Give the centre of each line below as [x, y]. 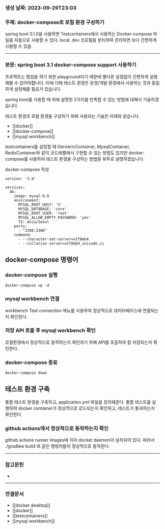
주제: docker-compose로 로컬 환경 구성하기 [55, 22]
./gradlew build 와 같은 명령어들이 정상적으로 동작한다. [57, 446]
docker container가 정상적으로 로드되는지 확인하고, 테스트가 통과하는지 [86, 408]
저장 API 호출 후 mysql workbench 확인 [50, 330]
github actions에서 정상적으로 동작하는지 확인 [57, 428]
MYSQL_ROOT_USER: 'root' [43, 213]
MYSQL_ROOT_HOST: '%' [40, 205]
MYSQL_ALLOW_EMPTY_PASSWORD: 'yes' [55, 217]
